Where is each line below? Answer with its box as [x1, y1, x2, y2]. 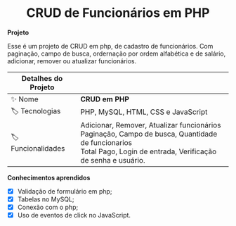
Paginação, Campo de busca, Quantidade [80, 129, 218, 139]
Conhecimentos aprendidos [7, 173, 91, 182]
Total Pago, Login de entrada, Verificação [80, 146, 217, 156]
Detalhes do [21, 73, 63, 83]
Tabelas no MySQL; [17, 195, 74, 203]
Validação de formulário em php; [17, 187, 112, 195]
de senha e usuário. [80, 155, 145, 165]
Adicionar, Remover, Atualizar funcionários [80, 120, 221, 130]
